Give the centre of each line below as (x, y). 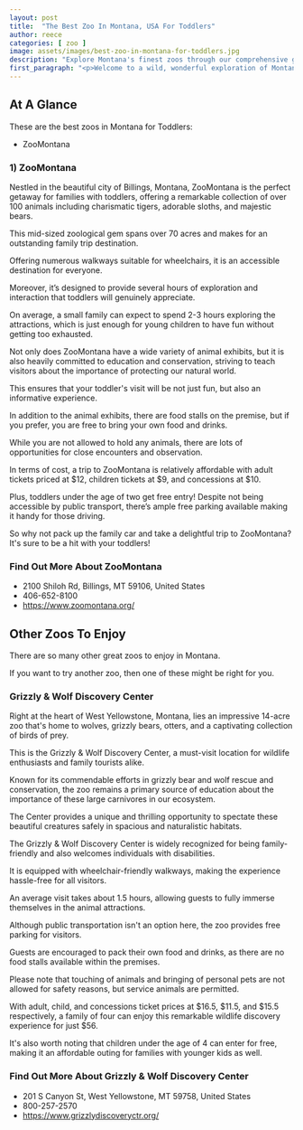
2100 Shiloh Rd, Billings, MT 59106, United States (114, 586)
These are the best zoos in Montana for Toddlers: (101, 127)
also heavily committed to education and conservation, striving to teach (142, 361)
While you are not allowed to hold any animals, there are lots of (126, 442)
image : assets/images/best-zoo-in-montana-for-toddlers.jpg (125, 52)
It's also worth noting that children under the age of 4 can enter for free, (143, 1043)
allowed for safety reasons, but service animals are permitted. (124, 989)
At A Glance (44, 105)
